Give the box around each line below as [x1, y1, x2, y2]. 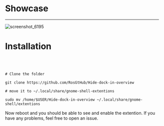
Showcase [5, 3, 49, 14]
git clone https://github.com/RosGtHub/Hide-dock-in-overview [5, 80, 134, 85]
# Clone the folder [5, 71, 45, 76]
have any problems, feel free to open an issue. [5, 115, 99, 121]
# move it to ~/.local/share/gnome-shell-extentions [5, 88, 115, 93]
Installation [5, 41, 52, 52]
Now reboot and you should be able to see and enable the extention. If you [5, 110, 155, 116]
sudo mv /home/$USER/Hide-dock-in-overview [5, 97, 95, 102]
